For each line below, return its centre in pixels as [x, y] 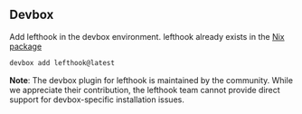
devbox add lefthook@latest [62, 62]
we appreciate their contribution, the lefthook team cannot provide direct [145, 90]
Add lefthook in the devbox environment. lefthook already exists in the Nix [147, 36]
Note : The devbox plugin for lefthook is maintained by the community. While [151, 80]
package [26, 46]
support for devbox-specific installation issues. [97, 100]
